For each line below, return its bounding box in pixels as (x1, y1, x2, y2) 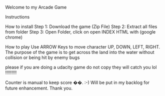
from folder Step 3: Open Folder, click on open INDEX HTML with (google (5, 29, 156, 34)
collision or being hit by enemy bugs (5, 54, 80, 60)
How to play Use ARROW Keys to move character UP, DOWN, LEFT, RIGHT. (5, 44, 160, 49)
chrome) (5, 34, 23, 40)
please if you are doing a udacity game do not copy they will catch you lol (5, 64, 157, 70)
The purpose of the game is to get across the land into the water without (5, 49, 154, 55)
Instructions (5, 14, 30, 19)
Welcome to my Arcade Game (5, 4, 67, 10)
